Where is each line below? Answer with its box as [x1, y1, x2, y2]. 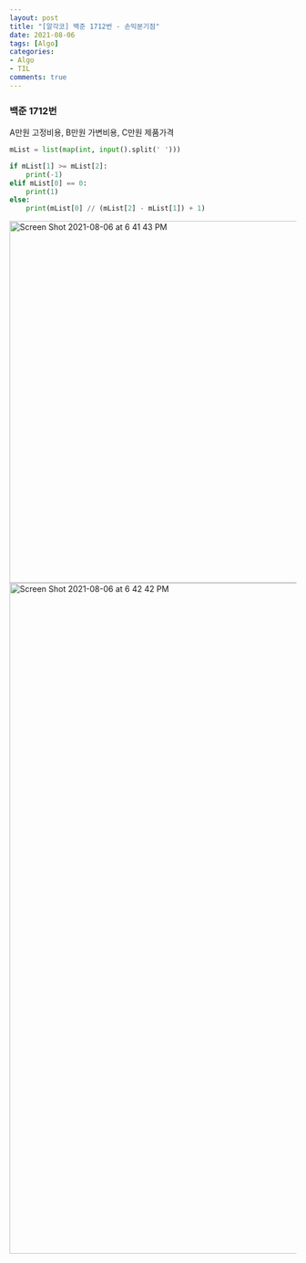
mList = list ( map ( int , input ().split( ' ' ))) [9, 145, 181, 155]
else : [9, 195, 30, 205]
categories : [9, 47, 55, 57]
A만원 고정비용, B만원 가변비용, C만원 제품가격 [9, 127, 175, 138]
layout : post [9, 13, 59, 23]
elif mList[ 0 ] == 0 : [9, 179, 88, 188]
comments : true [9, 73, 67, 82]
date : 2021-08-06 [9, 30, 76, 39]
